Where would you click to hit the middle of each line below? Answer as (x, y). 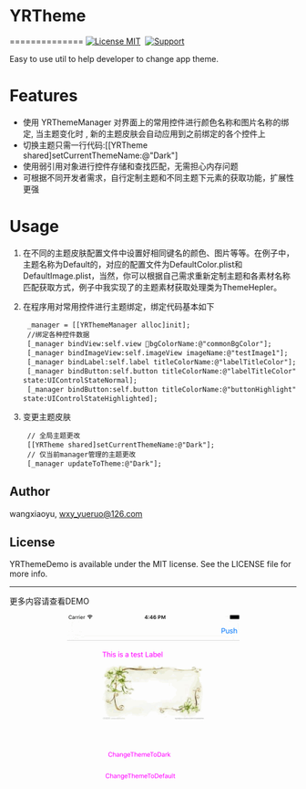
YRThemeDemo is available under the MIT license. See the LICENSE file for (150, 564)
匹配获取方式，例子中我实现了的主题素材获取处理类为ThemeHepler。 (152, 287)
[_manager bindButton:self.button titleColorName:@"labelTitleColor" (162, 371)
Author (30, 492)
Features (44, 96)
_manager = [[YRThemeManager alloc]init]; (109, 325)
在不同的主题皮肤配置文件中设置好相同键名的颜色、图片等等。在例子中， (158, 253)
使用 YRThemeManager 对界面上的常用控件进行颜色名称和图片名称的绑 (156, 122)
